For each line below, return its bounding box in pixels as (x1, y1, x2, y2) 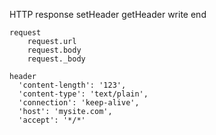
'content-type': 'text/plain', (18, 89, 149, 99)
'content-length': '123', (18, 80, 127, 90)
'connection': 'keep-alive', (18, 98, 140, 108)
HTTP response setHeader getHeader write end (9, 9, 207, 20)
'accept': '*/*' (18, 115, 86, 125)
